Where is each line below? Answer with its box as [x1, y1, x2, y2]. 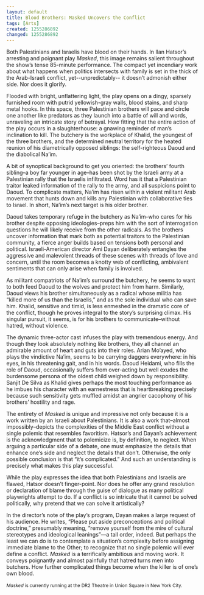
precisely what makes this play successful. [6, 462, 114, 470]
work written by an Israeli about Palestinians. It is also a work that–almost [6, 417, 190, 424]
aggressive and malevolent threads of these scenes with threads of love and [6, 252, 198, 259]
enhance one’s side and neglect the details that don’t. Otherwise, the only [6, 449, 191, 457]
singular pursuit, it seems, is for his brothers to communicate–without [6, 315, 180, 323]
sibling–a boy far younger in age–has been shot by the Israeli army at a [6, 169, 184, 177]
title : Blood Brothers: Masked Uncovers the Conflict [6, 15, 146, 21]
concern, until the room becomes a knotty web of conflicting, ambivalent [6, 258, 189, 266]
